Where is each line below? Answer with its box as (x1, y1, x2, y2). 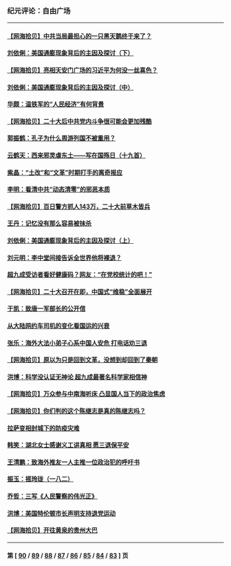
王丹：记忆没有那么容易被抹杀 (7, 219, 91, 228)
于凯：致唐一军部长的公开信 (7, 304, 86, 313)
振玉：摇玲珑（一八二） (7, 475, 74, 483)
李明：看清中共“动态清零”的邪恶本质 (7, 185, 111, 193)
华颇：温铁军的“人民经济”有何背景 (7, 100, 104, 108)
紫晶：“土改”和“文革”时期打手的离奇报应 (7, 168, 123, 176)
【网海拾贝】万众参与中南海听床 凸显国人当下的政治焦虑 (7, 390, 166, 398)
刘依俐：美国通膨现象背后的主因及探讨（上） (7, 236, 134, 245)
